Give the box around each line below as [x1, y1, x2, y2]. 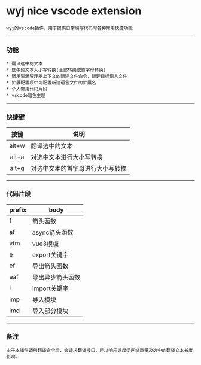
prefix [9, 205, 27, 214]
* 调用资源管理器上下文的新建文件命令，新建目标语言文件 [6, 74, 127, 80]
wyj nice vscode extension [6, 4, 142, 18]
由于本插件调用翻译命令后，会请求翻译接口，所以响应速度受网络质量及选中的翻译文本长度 [6, 348, 193, 354]
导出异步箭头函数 [32, 273, 81, 281]
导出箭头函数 [32, 261, 69, 270]
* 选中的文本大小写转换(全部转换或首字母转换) [6, 67, 106, 73]
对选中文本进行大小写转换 [31, 153, 103, 161]
